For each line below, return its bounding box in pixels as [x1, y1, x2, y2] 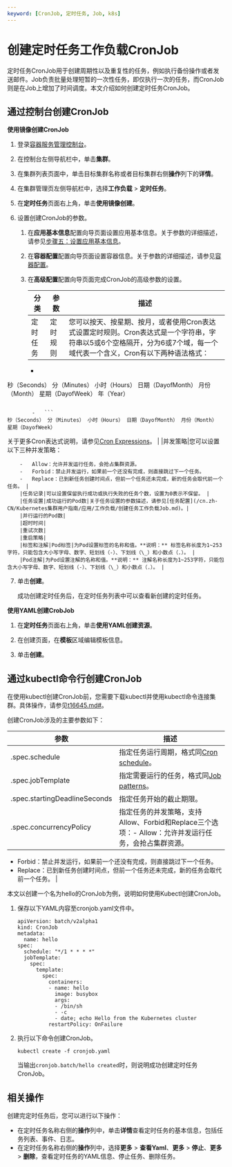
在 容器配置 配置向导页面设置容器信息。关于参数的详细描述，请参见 [27, 252, 215, 260]
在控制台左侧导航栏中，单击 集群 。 [17, 155, 115, 163]
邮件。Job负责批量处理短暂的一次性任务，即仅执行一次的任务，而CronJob [12, 75, 224, 83]
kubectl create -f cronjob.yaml [17, 1048, 110, 1055]
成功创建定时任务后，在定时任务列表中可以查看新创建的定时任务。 [17, 591, 205, 600]
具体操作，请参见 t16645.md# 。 [19, 701, 108, 710]
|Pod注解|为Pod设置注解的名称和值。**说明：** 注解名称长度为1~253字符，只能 [19, 557, 220, 564]
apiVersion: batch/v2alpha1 [17, 918, 98, 925]
